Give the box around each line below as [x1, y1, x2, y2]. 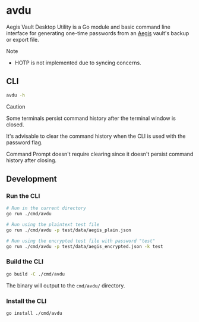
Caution [6, 103, 26, 110]
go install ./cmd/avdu [6, 311, 62, 317]
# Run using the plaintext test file [6, 222, 100, 228]
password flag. [6, 138, 43, 146]
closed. [6, 120, 24, 128]
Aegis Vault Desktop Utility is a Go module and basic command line [6, 23, 170, 30]
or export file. [6, 36, 40, 43]
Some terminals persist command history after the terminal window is [6, 114, 176, 122]
